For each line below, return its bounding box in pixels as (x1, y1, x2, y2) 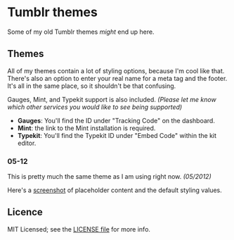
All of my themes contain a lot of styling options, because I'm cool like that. (7, 66, 225, 75)
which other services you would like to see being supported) (7, 103, 183, 111)
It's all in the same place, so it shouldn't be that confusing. (7, 82, 176, 90)
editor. (17, 139, 37, 147)
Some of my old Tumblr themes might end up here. (7, 27, 155, 36)
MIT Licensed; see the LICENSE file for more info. (7, 225, 151, 233)
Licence (7, 206, 44, 218)
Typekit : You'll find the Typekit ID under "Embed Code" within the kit (17, 131, 216, 139)
